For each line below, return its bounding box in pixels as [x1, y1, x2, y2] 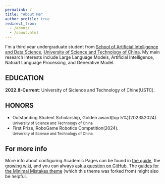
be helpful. [5, 174, 27, 180]
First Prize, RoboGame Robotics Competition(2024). [12, 125, 119, 131]
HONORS [5, 101, 34, 110]
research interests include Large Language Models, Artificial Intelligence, [5, 54, 155, 60]
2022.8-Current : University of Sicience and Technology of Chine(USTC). [5, 87, 155, 93]
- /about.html [9, 30, 39, 35]
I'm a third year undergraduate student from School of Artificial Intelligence [5, 44, 159, 49]
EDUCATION [5, 74, 44, 82]
